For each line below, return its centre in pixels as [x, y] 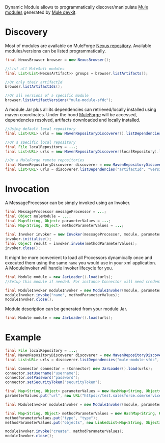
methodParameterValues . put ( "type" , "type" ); [51, 418]
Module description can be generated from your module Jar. [66, 309]
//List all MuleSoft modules [35, 69]
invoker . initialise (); [28, 239]
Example [23, 338]
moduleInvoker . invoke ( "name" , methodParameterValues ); [62, 295]
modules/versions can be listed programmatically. [55, 51]
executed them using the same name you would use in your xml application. [81, 262]
